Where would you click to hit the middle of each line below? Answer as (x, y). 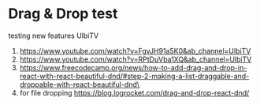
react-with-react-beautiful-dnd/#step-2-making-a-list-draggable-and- (134, 76)
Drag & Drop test (63, 14)
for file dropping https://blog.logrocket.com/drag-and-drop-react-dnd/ (134, 92)
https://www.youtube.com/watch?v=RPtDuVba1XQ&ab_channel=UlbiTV (136, 59)
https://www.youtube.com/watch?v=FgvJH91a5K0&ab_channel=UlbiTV (135, 51)
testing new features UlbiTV (54, 36)
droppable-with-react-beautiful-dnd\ (80, 84)
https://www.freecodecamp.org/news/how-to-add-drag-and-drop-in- (133, 67)
